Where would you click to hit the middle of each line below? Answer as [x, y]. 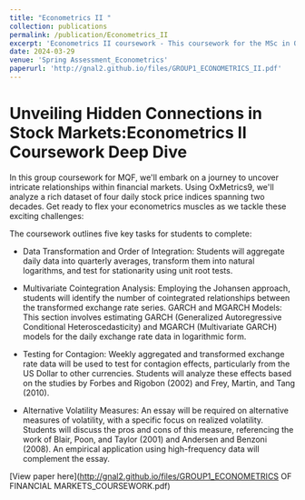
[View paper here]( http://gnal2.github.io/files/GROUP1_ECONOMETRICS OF [151, 476]
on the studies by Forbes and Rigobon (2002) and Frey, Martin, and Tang [159, 383]
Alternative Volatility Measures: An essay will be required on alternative [155, 410]
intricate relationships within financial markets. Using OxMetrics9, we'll [142, 186]
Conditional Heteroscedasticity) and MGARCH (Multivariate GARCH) [150, 326]
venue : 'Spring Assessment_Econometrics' [89, 60]
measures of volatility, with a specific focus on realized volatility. [143, 420]
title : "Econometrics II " [60, 18]
